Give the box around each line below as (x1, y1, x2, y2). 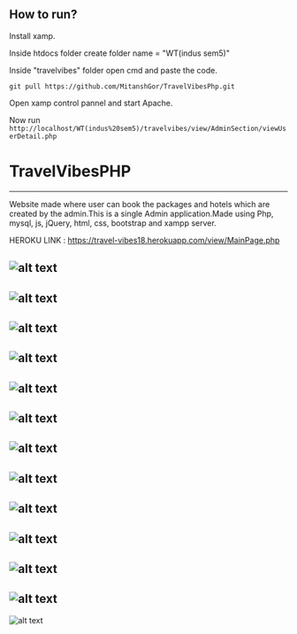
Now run (9, 114, 41, 125)
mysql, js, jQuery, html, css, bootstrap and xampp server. (9, 217, 217, 228)
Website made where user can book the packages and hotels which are (9, 198, 270, 209)
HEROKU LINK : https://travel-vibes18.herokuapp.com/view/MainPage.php (9, 235, 280, 245)
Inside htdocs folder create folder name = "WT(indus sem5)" (9, 48, 230, 58)
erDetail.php (9, 132, 57, 141)
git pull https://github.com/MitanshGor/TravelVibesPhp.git (9, 81, 236, 91)
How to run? (9, 7, 78, 22)
